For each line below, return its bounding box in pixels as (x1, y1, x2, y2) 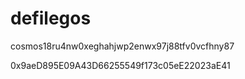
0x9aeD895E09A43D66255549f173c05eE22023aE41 (10, 59, 231, 71)
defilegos (10, 7, 92, 30)
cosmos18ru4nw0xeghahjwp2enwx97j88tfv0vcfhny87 (10, 40, 235, 52)
